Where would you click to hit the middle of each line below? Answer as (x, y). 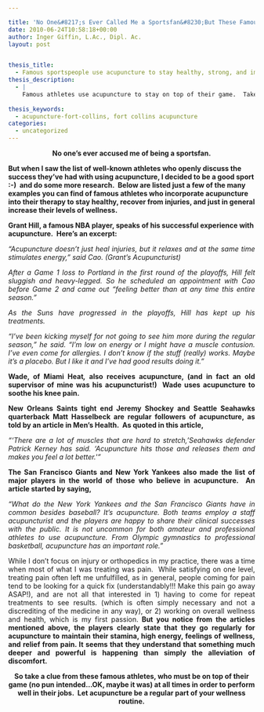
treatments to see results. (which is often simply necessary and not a (132, 602)
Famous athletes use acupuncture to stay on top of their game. (129, 94)
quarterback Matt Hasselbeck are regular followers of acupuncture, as (132, 416)
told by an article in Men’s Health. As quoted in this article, (106, 425)
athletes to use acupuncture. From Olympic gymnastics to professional (132, 537)
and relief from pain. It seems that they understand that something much (132, 644)
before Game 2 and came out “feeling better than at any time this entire (132, 289)
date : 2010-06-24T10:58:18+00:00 (63, 29)
